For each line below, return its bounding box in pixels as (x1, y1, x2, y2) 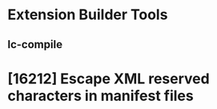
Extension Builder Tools (7, 6, 168, 24)
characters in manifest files (7, 87, 194, 105)
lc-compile (7, 38, 63, 51)
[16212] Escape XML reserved (7, 70, 210, 87)
